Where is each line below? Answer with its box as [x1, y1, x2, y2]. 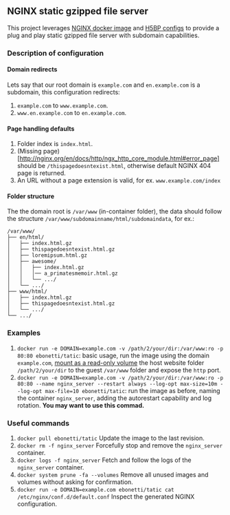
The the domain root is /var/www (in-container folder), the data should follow [7, 207, 222, 216]
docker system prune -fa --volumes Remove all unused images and [16, 470, 209, 479]
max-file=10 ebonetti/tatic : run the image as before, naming [45, 386, 221, 395]
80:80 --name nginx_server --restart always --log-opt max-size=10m [16, 380, 218, 388]
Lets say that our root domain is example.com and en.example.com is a [7, 81, 200, 89]
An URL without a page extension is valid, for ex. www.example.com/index [16, 176, 221, 185]
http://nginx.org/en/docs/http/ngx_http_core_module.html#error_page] [19, 154, 220, 162]
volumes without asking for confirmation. [16, 478, 134, 486]
